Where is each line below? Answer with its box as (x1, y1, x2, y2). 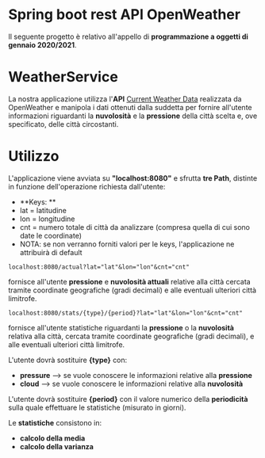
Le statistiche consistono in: (8, 418, 102, 427)
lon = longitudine (19, 214, 75, 223)
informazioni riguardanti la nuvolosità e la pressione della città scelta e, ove (8, 111, 258, 120)
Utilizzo (8, 147, 60, 166)
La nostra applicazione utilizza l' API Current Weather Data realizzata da (8, 94, 242, 104)
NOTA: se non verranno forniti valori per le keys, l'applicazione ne (19, 239, 235, 249)
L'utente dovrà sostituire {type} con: (8, 355, 128, 364)
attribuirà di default (19, 247, 83, 257)
